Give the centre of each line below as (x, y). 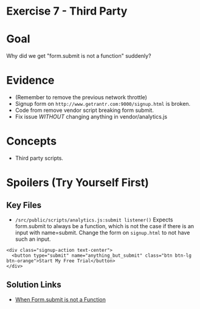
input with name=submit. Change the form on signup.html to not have (102, 233)
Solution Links (34, 285)
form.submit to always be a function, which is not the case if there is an (105, 226)
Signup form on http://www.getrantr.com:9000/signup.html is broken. (103, 104)
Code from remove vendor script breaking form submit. (84, 110)
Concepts (31, 141)
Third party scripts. (39, 158)
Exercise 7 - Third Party (67, 11)
